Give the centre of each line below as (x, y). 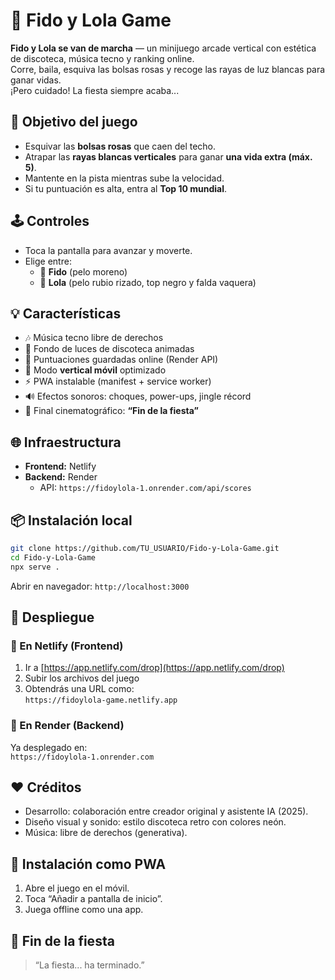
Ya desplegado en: (49, 747)
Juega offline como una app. (84, 910)
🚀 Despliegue (52, 617)
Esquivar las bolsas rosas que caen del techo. (120, 146)
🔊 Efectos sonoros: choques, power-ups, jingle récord (138, 396)
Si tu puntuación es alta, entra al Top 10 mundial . (126, 188)
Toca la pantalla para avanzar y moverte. (108, 250)
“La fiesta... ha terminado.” (89, 965)
